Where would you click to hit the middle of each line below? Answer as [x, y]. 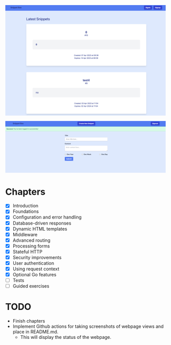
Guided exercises [31, 286]
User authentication [33, 263]
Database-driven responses [42, 223]
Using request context [36, 269]
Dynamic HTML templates [40, 229]
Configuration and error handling [47, 217]
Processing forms [31, 246]
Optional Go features [35, 275]
